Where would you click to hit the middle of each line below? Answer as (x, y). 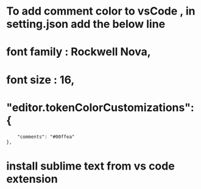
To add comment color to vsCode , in (101, 11)
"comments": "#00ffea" (46, 137)
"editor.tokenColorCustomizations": (100, 107)
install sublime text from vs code (90, 166)
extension (32, 179)
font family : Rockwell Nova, (79, 52)
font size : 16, (41, 80)
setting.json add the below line (86, 24)
